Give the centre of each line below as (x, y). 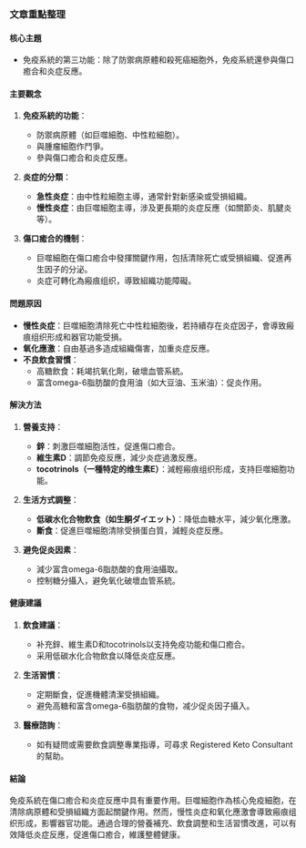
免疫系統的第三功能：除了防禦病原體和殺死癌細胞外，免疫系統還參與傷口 (158, 60)
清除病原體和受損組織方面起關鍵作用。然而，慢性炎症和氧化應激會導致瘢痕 (149, 812)
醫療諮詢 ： (43, 725)
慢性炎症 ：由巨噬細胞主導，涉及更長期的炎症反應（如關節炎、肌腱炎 (164, 208)
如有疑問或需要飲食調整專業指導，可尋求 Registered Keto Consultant (164, 744)
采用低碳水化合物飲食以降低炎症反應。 (108, 655)
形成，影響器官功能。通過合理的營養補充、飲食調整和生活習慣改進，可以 (153, 823)
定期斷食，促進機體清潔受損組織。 (100, 694)
